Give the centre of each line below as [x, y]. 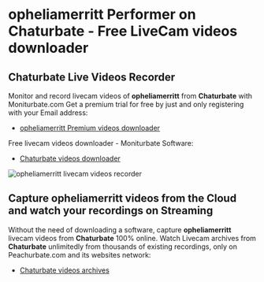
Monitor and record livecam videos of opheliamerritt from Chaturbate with [130, 96]
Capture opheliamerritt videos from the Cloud [123, 199]
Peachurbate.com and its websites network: [80, 254]
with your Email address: [48, 113]
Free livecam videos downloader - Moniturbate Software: [101, 143]
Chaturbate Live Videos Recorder [92, 77]
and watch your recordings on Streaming [111, 211]
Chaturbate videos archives [65, 270]
